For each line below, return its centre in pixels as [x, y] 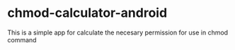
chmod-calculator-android [87, 13]
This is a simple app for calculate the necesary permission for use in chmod [118, 32]
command [22, 39]
